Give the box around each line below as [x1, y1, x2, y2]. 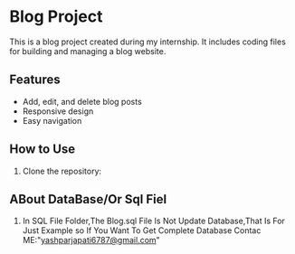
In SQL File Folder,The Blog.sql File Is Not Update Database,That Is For [22, 215, 285, 227]
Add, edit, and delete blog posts [22, 96, 142, 107]
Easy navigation [22, 115, 82, 126]
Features [9, 72, 61, 88]
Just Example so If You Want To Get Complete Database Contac [22, 225, 262, 236]
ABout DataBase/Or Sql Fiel [9, 192, 167, 207]
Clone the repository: [22, 165, 102, 176]
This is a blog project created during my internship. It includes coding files [9, 36, 287, 47]
